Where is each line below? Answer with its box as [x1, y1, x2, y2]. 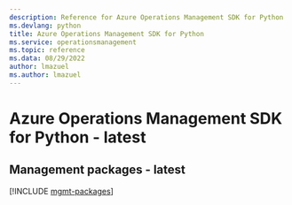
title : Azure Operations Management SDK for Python [9, 29, 204, 38]
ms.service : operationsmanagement [9, 37, 138, 47]
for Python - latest [9, 127, 146, 147]
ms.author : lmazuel [9, 71, 82, 80]
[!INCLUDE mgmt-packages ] [9, 186, 114, 196]
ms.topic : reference [9, 46, 86, 55]
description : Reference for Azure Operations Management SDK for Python [9, 12, 284, 22]
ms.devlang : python [9, 21, 82, 30]
